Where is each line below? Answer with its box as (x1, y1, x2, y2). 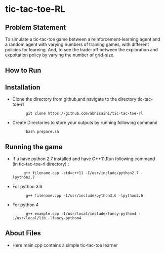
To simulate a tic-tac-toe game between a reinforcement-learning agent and (5, 36, 161, 42)
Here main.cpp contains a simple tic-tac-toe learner (12, 242, 118, 248)
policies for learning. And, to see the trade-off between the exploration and (5, 47, 158, 52)
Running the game (5, 142, 63, 151)
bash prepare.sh (25, 129, 59, 134)
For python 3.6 (12, 184, 42, 190)
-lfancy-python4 (47, 216, 82, 221)
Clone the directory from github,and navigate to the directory (12, 96, 137, 102)
